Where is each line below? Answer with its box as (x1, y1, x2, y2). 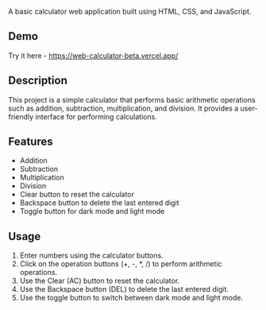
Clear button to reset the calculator (19, 190, 135, 200)
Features (8, 135, 53, 149)
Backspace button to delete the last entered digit (19, 198, 180, 207)
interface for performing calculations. (35, 111, 157, 122)
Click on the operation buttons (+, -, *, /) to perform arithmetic (19, 259, 222, 269)
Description (8, 74, 67, 87)
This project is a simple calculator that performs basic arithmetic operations (8, 95, 256, 104)
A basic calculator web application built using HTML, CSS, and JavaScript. (8, 7, 252, 16)
